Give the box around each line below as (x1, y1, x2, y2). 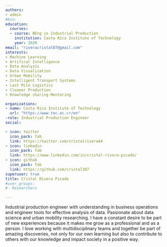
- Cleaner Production (5, 87, 51, 93)
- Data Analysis (5, 64, 39, 69)
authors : (5, 7, 24, 13)
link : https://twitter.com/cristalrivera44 (10, 139, 103, 144)
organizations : (5, 101, 37, 106)
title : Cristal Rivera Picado (5, 176, 69, 181)
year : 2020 (14, 40, 37, 46)
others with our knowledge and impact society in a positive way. (5, 236, 139, 242)
